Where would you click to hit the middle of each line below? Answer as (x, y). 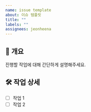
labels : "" (17, 24)
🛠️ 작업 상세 (22, 82)
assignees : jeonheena (28, 29)
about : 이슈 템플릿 (23, 15)
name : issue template (28, 10)
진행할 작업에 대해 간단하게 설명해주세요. (45, 64)
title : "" (16, 20)
